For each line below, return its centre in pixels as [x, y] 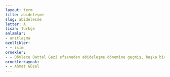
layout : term [19, 10]
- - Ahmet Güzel [22, 66]
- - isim [14, 48]
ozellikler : [18, 43]
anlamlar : [16, 33]
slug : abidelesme [24, 19]
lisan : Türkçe [20, 29]
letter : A [16, 24]
